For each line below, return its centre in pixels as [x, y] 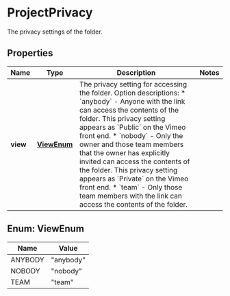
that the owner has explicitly [125, 152]
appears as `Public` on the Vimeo [133, 127]
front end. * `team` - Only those [131, 187]
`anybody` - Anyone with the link [132, 101]
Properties [30, 53]
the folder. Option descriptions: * [133, 93]
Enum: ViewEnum [46, 229]
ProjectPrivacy [50, 13]
